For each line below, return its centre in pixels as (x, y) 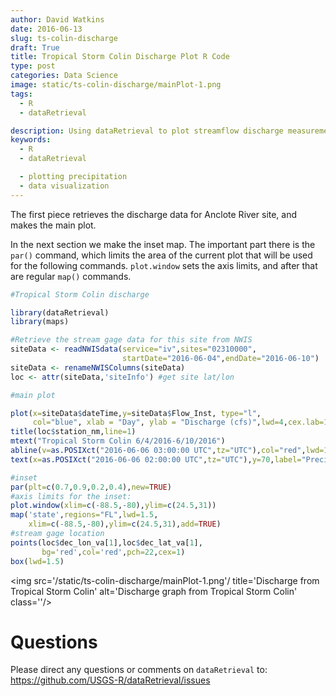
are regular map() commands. (71, 276)
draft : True (35, 47)
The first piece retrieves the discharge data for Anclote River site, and (154, 214)
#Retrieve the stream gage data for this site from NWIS (131, 340)
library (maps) (40, 322)
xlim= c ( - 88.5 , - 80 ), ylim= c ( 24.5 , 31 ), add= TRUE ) (125, 524)
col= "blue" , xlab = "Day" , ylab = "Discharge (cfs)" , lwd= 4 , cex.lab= (178, 422)
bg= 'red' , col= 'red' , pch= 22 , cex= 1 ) (113, 552)
